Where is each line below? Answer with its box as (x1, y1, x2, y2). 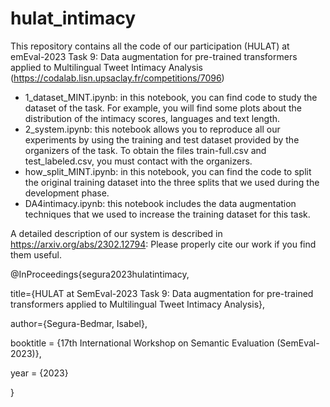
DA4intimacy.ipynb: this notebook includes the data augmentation (24, 197, 297, 209)
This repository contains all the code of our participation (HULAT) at (10, 40, 290, 52)
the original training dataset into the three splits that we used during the (24, 176, 320, 188)
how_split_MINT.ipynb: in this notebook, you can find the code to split (24, 165, 312, 177)
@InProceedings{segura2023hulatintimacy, (10, 268, 190, 280)
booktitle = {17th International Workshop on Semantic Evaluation (10, 337, 275, 349)
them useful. (10, 248, 62, 261)
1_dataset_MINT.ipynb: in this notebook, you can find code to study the (24, 91, 318, 103)
